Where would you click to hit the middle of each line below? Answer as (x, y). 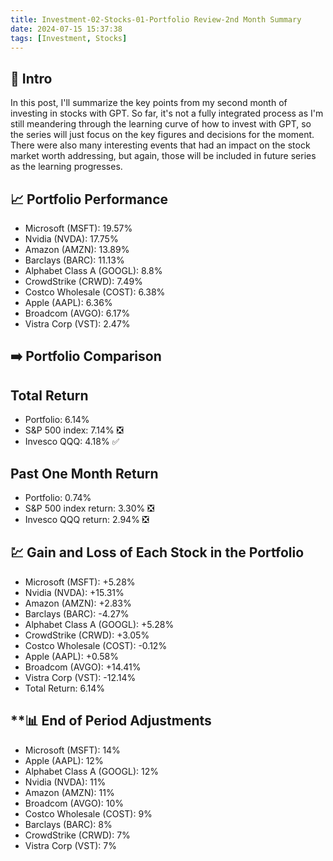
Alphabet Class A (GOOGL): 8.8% (93, 270)
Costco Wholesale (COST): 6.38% (95, 292)
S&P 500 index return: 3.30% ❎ (89, 508)
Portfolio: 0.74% (58, 498)
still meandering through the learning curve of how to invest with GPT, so (161, 124)
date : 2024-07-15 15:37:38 (66, 29)
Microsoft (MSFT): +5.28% (80, 582)
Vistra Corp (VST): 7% (70, 845)
